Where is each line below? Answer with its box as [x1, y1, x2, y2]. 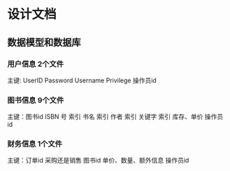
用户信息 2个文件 [7, 59, 64, 68]
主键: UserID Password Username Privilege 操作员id [7, 76, 157, 84]
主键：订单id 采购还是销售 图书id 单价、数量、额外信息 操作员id [7, 156, 189, 165]
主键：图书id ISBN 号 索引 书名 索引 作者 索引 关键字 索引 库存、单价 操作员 [7, 112, 224, 121]
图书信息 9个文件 [7, 95, 64, 105]
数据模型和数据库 [7, 36, 81, 48]
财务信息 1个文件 [7, 139, 63, 149]
